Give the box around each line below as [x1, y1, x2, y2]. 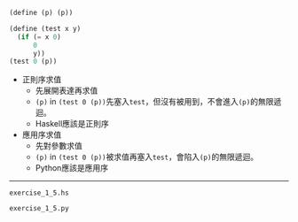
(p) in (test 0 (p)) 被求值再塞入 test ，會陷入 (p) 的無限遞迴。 [35, 151, 259, 163]
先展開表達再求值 [35, 85, 98, 96]
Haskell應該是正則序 [35, 119, 109, 129]
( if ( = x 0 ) [17, 32, 62, 42]
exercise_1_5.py [9, 204, 69, 213]
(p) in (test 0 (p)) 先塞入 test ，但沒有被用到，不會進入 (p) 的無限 [35, 96, 274, 107]
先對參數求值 [35, 141, 82, 151]
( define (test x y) [9, 24, 82, 33]
